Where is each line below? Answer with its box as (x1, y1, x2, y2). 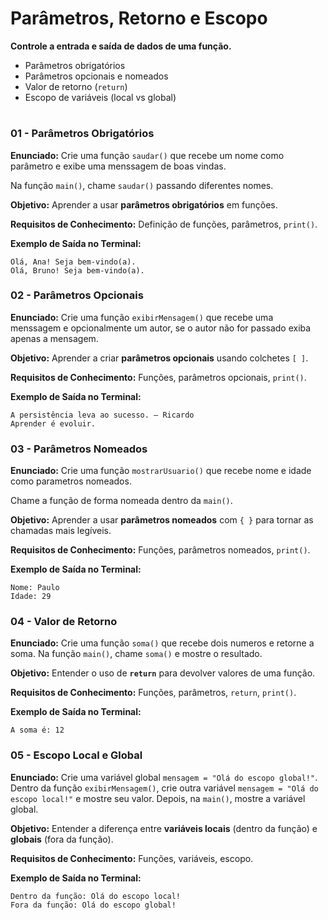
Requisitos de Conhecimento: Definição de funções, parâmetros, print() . (10, 218, 318, 230)
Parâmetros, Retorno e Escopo (10, 7, 268, 30)
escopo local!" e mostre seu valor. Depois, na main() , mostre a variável (10, 792, 306, 804)
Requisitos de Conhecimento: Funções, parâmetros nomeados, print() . (10, 544, 311, 556)
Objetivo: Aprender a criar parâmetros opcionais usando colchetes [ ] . (10, 352, 309, 364)
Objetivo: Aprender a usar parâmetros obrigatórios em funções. (10, 198, 278, 211)
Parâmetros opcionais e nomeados (24, 70, 169, 82)
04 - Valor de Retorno (10, 615, 118, 629)
